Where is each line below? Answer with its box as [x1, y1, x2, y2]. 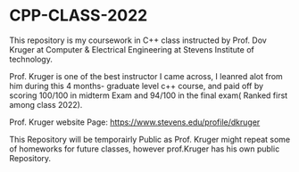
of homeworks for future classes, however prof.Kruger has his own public [9, 143, 280, 154]
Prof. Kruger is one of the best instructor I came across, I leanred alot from [9, 70, 283, 81]
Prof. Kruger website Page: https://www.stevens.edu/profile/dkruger [9, 117, 261, 127]
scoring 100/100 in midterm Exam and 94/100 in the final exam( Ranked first [9, 90, 288, 101]
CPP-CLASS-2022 [9, 5, 148, 26]
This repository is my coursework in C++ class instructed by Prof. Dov [9, 35, 268, 45]
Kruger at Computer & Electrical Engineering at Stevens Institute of [9, 44, 254, 54]
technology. [9, 53, 54, 64]
